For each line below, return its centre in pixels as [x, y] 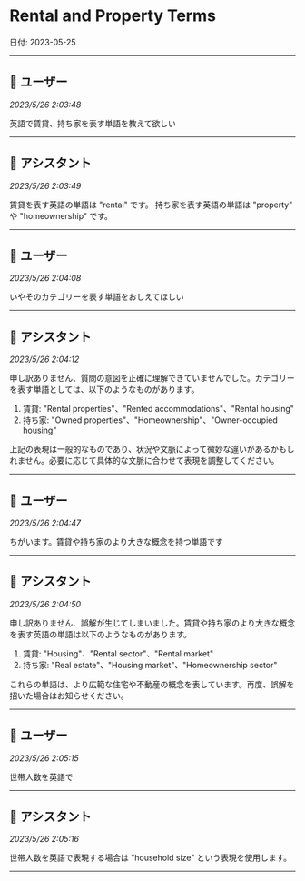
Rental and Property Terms [113, 16]
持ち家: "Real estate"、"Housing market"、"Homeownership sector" [150, 665]
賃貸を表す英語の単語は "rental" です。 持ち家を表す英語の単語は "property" [151, 205]
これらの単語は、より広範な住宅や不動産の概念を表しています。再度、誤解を [152, 684]
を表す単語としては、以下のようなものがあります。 [104, 390]
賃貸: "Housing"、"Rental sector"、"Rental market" [118, 653]
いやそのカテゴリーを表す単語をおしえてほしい [97, 297]
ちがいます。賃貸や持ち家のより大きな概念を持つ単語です [117, 541]
